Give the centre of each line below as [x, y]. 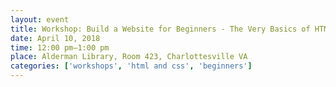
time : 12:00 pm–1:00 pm [60, 47]
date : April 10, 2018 [55, 38]
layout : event [40, 19]
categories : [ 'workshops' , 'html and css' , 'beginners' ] [131, 66]
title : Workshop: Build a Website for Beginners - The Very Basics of [160, 29]
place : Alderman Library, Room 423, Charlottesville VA [129, 57]
